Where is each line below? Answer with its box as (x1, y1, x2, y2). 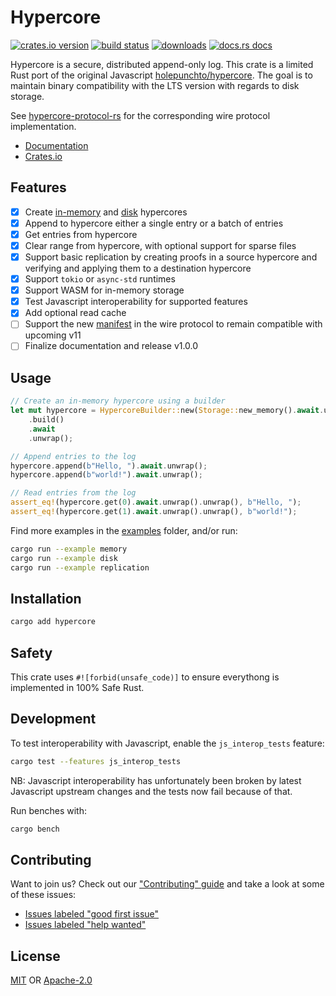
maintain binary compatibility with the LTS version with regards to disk (10, 79, 300, 91)
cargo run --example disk (10, 553, 118, 563)
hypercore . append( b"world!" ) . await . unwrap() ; (10, 470, 203, 480)
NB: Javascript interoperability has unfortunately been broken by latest (10, 774, 302, 786)
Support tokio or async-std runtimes (24, 273, 176, 285)
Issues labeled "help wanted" (24, 919, 147, 931)
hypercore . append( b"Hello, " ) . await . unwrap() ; (10, 461, 208, 471)
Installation (10, 590, 82, 607)
